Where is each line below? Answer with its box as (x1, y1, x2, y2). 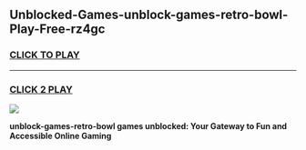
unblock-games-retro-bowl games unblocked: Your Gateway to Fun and (9, 120, 288, 131)
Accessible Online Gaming (9, 130, 112, 141)
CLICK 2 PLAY (9, 83, 73, 95)
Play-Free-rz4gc (9, 22, 106, 37)
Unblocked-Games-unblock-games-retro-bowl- (9, 7, 289, 23)
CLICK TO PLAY (9, 49, 80, 62)
